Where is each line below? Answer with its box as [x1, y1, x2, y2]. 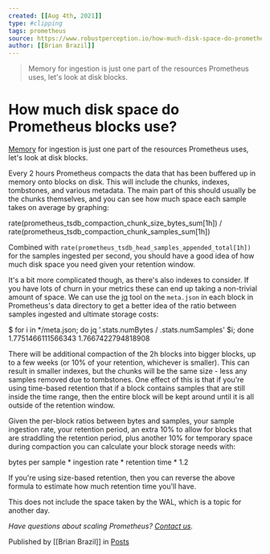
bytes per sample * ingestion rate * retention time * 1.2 [8, 457, 189, 467]
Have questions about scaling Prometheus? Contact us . [8, 521, 194, 531]
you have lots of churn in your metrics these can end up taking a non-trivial [8, 283, 258, 294]
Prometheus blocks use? [8, 118, 178, 136]
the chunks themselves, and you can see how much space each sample [8, 194, 247, 204]
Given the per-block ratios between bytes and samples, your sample [8, 416, 235, 426]
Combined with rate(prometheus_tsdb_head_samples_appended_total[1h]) [8, 242, 252, 252]
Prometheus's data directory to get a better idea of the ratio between [8, 301, 237, 311]
